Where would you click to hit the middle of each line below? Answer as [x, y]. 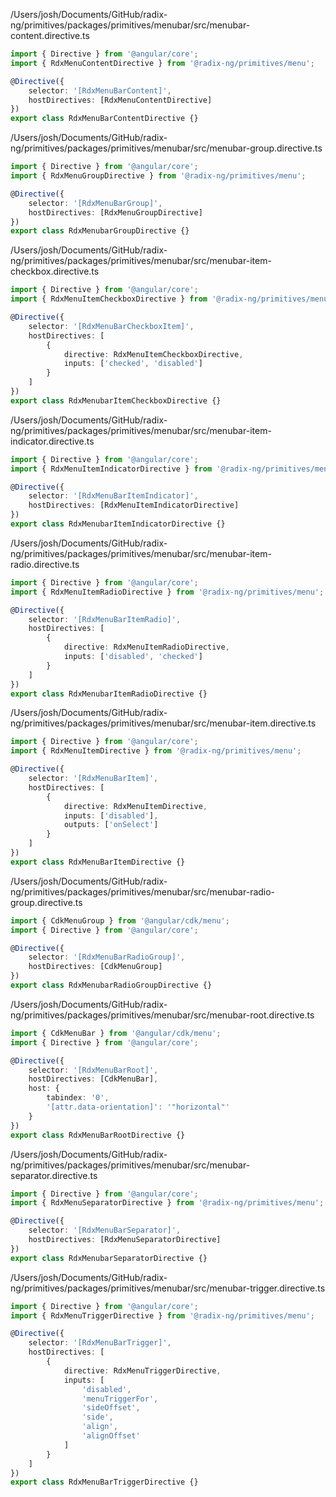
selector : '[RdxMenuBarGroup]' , [95, 203]
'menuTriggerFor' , [120, 1399]
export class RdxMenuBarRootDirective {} [98, 1135]
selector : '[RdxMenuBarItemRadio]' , [105, 619]
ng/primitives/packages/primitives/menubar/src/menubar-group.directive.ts [166, 148]
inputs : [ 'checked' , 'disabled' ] [133, 364]
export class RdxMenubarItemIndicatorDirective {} [118, 524]
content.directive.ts [50, 35]
